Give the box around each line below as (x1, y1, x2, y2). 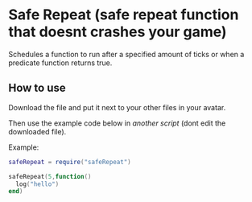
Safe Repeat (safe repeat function (8, 6, 239, 24)
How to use (8, 81, 66, 95)
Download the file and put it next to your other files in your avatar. (8, 102, 226, 112)
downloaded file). (8, 126, 67, 136)
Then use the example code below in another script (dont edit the (8, 118, 226, 128)
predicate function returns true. (8, 58, 113, 68)
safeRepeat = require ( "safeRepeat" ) (8, 158, 131, 166)
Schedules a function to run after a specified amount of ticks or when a (8, 49, 245, 59)
